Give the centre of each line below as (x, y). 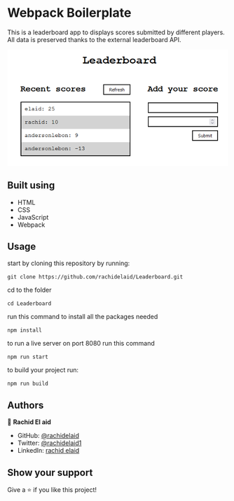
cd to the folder (29, 290)
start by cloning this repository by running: (69, 263)
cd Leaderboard (29, 304)
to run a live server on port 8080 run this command (81, 344)
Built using (31, 186)
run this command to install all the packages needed (83, 317)
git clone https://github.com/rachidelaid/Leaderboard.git (95, 277)
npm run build (28, 384)
